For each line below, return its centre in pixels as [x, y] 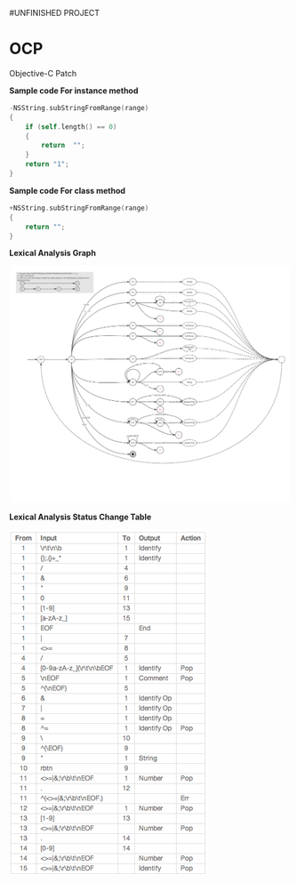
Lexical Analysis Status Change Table [80, 517]
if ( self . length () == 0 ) [71, 127]
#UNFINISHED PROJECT [55, 13]
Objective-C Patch [43, 73]
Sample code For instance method [74, 90]
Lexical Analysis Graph [52, 253]
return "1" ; [47, 165]
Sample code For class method [68, 190]
